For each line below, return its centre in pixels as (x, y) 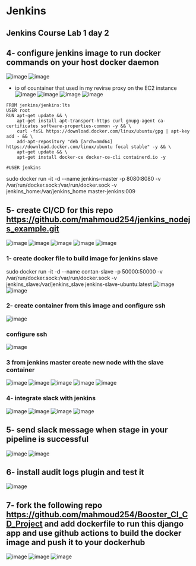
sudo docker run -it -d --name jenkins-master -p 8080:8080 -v (84, 179)
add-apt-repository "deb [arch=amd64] (65, 142)
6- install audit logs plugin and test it (75, 472)
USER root (18, 111)
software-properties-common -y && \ (86, 126)
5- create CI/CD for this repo (60, 210)
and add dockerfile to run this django (114, 523)
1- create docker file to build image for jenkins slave (82, 259)
